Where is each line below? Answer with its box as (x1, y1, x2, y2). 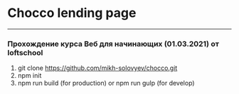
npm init (17, 71, 42, 80)
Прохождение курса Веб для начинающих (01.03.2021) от (7, 39, 219, 49)
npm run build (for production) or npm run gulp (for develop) (17, 79, 195, 88)
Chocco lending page (7, 5, 137, 21)
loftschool (7, 47, 43, 57)
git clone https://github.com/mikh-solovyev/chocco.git (17, 64, 178, 72)
